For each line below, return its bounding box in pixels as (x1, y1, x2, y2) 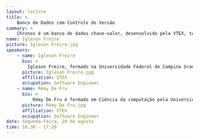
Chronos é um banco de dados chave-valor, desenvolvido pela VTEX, (17, 31, 187, 37)
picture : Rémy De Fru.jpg (21, 102, 86, 108)
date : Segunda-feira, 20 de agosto (6, 119, 94, 125)
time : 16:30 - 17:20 (6, 124, 57, 130)
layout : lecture (6, 8, 46, 15)
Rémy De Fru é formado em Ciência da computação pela (32, 96, 168, 102)
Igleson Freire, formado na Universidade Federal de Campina (27, 63, 182, 70)
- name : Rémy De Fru (17, 86, 68, 92)
